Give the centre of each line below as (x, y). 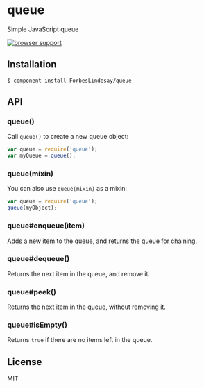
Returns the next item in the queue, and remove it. (79, 273)
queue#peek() (32, 292)
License (25, 362)
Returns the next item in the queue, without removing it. (87, 307)
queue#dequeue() (39, 259)
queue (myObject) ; (32, 208)
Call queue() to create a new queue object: (68, 137)
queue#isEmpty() (37, 325)
